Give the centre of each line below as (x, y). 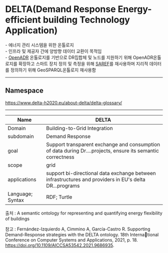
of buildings (17, 218)
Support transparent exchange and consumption (103, 144)
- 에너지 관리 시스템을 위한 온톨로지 (39, 45)
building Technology (86, 20)
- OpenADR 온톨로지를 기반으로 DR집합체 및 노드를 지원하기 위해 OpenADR (79, 57)
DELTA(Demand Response (60, 9)
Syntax (16, 200)
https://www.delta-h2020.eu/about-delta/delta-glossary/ (64, 102)
